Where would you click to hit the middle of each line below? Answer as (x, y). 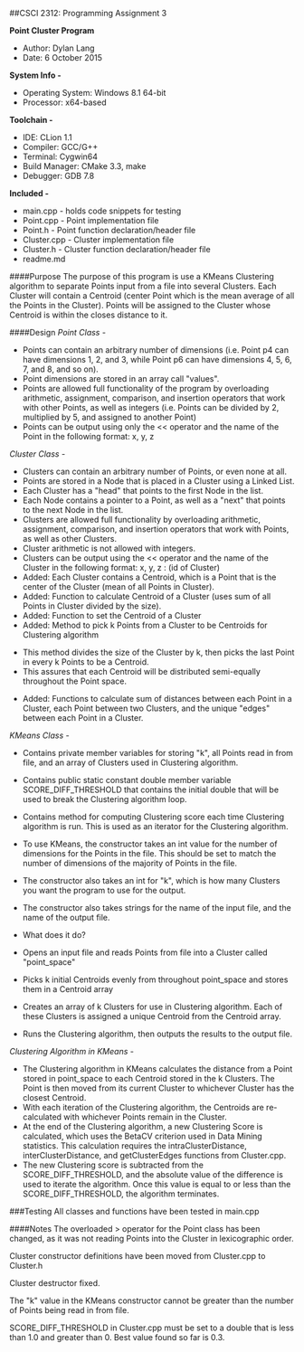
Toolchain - (31, 120)
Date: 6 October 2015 (62, 57)
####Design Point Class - (58, 332)
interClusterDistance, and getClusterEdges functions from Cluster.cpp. (154, 1155)
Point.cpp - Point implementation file (90, 220)
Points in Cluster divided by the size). (92, 606)
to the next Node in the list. (73, 510)
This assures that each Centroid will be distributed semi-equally (141, 671)
